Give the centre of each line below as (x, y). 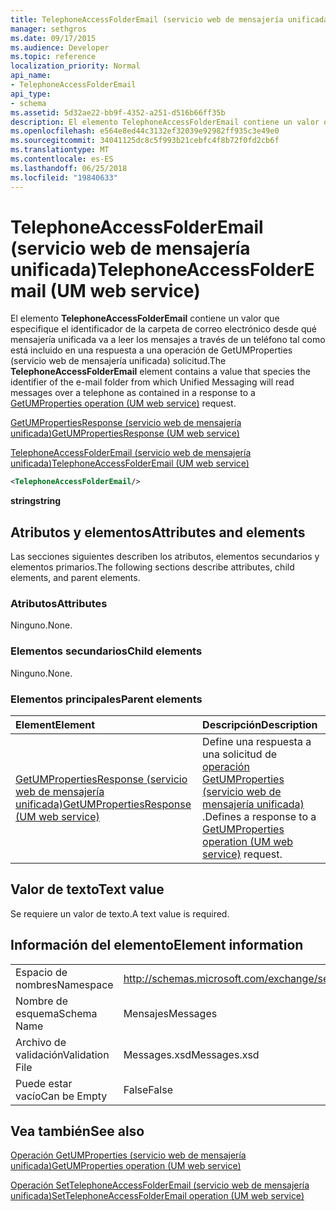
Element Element (55, 725)
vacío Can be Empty (61, 1096)
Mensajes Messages (170, 1013)
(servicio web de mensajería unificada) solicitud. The (118, 361)
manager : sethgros (48, 29)
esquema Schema (56, 1013)
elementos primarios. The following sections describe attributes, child (152, 567)
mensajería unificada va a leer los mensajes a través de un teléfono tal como (168, 340)
